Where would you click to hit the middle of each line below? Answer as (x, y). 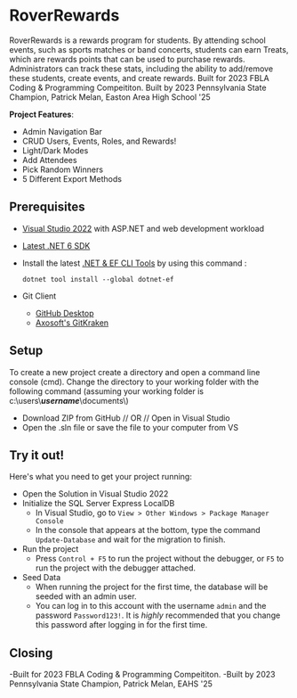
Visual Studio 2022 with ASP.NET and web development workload (143, 228)
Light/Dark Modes (55, 150)
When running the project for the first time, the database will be (152, 587)
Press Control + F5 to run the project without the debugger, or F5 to (160, 559)
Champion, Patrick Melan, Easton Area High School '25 (110, 97)
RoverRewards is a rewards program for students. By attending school (138, 40)
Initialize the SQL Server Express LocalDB (98, 504)
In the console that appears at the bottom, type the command (148, 530)
